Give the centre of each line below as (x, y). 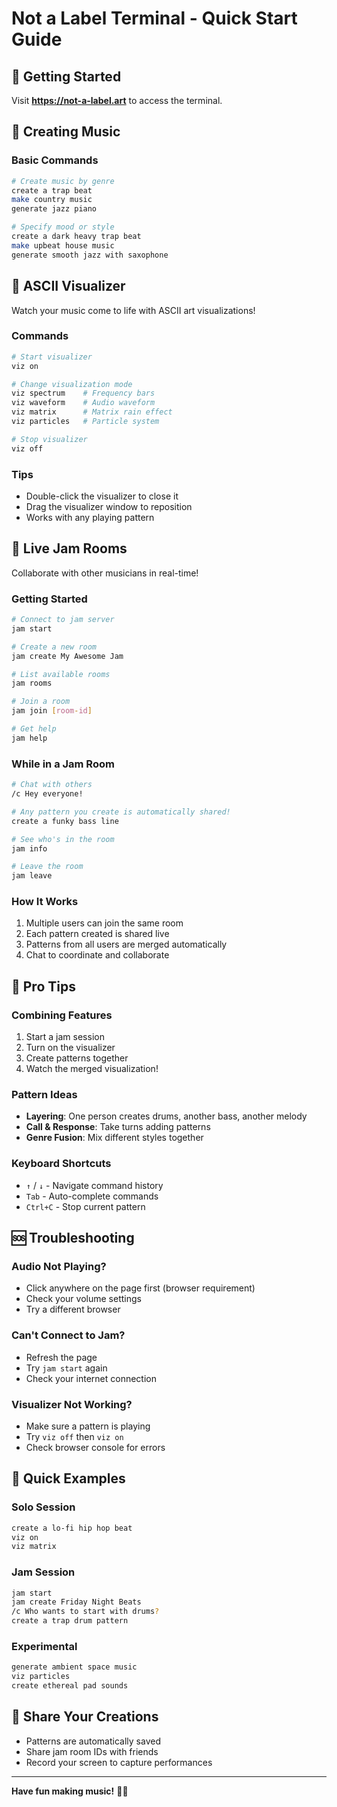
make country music (52, 200)
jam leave (32, 876)
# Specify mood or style (63, 227)
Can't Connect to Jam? (68, 1335)
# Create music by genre (63, 181)
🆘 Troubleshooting (73, 1238)
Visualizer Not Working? (72, 1404)
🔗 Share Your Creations (85, 1717)
